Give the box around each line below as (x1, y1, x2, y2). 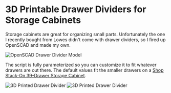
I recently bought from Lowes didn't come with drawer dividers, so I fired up (5, 37, 166, 43)
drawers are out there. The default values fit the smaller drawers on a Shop (5, 67, 164, 73)
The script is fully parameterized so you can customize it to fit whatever (5, 61, 157, 68)
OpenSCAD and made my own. (5, 42, 71, 48)
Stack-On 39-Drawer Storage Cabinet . (5, 72, 87, 78)
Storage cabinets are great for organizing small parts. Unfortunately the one (5, 31, 165, 37)
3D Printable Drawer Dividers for (5, 4, 146, 15)
